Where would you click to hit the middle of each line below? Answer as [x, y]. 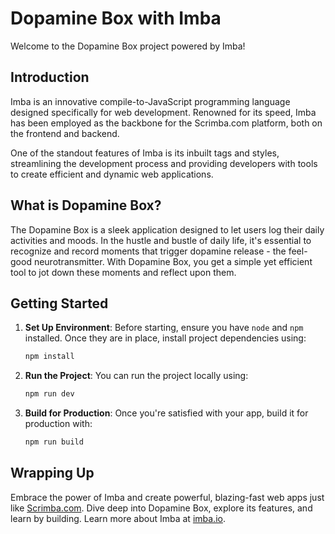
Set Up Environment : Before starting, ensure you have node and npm [164, 328]
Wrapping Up [52, 473]
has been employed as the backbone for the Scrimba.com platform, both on [166, 123]
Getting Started [59, 303]
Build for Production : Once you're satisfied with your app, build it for [166, 413]
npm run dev [49, 394]
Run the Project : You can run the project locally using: [136, 376]
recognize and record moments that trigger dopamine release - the [148, 251]
